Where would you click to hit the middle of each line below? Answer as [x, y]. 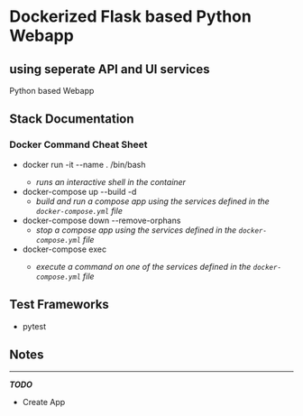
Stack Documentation [72, 119]
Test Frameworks [60, 305]
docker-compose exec [64, 249]
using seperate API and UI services [110, 69]
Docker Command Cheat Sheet [78, 144]
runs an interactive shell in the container [111, 181]
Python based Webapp [52, 91]
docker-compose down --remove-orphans [101, 220]
